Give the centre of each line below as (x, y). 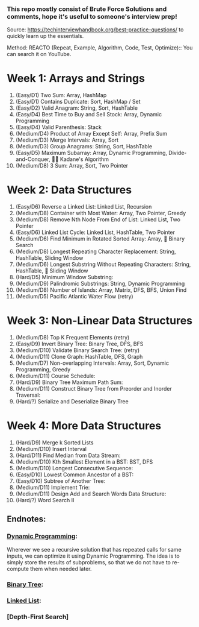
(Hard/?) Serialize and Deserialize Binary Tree (72, 402)
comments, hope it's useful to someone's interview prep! (92, 16)
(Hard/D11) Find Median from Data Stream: (68, 455)
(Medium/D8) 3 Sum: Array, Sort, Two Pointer (72, 166)
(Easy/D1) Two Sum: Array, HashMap (61, 95)
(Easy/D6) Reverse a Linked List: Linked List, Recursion (84, 207)
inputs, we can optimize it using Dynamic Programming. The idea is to (93, 556)
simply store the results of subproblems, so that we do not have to (89, 562)
